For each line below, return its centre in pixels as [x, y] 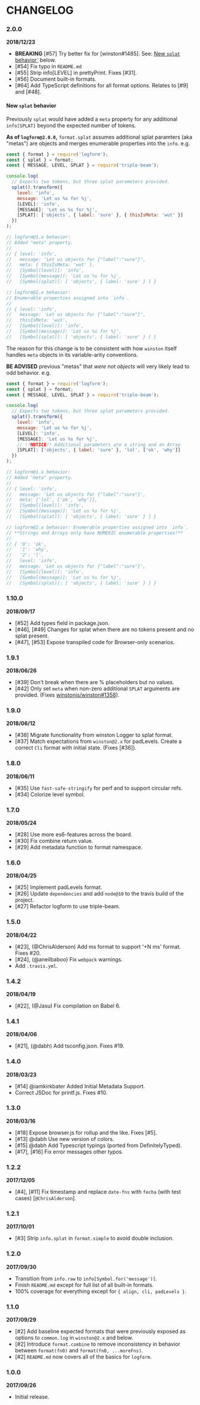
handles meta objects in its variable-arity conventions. [72, 354]
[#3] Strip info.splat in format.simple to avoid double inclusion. [94, 1238]
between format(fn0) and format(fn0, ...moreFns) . [79, 1351]
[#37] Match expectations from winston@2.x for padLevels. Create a [98, 741]
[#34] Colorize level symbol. [50, 794]
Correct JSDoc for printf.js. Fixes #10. [61, 1093]
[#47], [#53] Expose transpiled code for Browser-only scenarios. [95, 642]
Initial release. [32, 1397]
